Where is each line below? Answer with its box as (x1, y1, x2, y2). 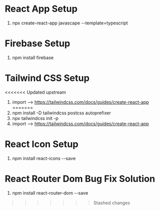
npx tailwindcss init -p (12, 115, 59, 121)
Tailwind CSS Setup (5, 72, 90, 84)
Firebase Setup (5, 38, 70, 49)
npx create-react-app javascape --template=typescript (12, 20, 128, 26)
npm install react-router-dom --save (12, 190, 89, 196)
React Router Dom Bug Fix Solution (5, 173, 155, 185)
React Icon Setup (5, 138, 78, 150)
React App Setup (5, 3, 77, 15)
